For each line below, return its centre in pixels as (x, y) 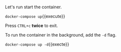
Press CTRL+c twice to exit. (32, 26)
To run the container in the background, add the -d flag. (61, 35)
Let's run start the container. (34, 7)
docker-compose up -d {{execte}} (37, 44)
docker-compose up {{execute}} (35, 16)
